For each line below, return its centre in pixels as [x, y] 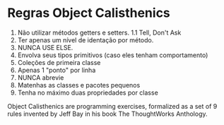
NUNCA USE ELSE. [45, 47]
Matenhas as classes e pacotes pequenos [79, 85]
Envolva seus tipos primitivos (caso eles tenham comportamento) [113, 55]
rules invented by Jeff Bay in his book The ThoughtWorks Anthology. [107, 114]
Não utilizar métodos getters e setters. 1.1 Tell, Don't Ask [99, 32]
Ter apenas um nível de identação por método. [86, 40]
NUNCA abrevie [41, 77]
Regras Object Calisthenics [89, 13]
